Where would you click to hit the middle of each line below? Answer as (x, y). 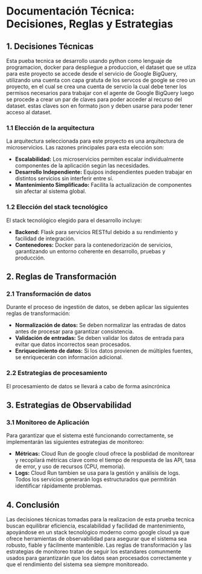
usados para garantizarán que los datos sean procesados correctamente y (99, 558)
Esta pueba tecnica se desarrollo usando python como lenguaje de (89, 61)
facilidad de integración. (45, 238)
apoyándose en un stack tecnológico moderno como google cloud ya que (98, 532)
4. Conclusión (33, 505)
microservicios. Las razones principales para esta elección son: (85, 148)
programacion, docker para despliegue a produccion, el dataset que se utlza (101, 67)
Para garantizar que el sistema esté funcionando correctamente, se (90, 435)
